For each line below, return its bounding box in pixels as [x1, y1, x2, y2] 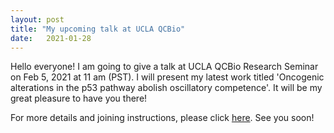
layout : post [10, 14, 65, 25]
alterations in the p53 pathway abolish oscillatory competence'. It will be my [10, 82, 323, 94]
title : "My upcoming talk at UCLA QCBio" [10, 24, 186, 34]
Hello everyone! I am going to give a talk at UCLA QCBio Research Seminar [10, 61, 319, 73]
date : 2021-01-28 [10, 33, 92, 43]
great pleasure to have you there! [10, 92, 148, 105]
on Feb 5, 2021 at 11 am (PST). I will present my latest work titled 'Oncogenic [10, 71, 325, 83]
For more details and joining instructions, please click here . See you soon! [10, 112, 315, 124]
